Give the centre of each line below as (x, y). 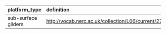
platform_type (25, 10)
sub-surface (22, 18)
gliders (16, 24)
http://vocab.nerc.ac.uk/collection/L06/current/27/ (105, 21)
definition (58, 10)
